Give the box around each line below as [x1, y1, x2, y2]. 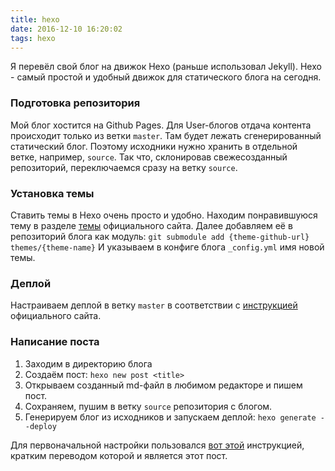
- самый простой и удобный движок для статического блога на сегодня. [10, 71, 322, 83]
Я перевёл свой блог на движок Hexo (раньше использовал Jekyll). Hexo [10, 61, 322, 73]
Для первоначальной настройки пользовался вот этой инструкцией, [10, 439, 305, 451]
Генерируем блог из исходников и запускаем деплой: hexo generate [24, 411, 317, 423]
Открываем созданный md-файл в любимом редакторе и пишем [24, 379, 303, 391]
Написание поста [10, 335, 100, 349]
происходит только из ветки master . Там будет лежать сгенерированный [10, 129, 322, 141]
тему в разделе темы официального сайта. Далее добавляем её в [10, 219, 293, 231]
